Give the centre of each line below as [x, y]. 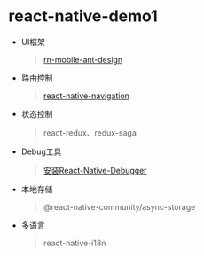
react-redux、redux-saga [90, 132]
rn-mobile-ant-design [83, 59]
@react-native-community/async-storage [119, 206]
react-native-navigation [86, 96]
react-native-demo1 [83, 16]
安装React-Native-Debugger [95, 170]
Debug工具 [41, 151]
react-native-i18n [75, 243]
